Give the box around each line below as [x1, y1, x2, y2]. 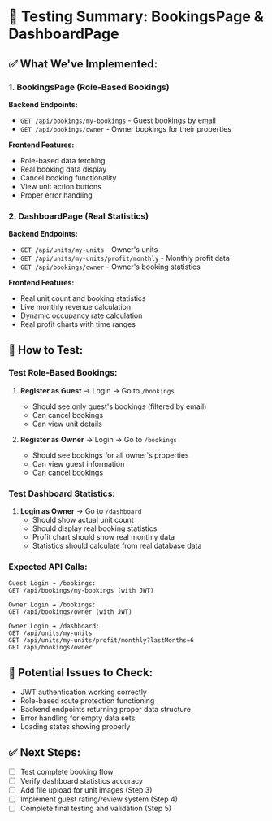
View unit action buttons [19, 181, 101, 191]
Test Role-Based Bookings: [8, 367, 118, 379]
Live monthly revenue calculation [19, 302, 132, 312]
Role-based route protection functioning [19, 696, 155, 706]
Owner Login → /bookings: [8, 601, 96, 609]
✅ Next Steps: [8, 745, 81, 759]
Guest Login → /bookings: [8, 580, 96, 588]
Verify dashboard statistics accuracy [19, 776, 144, 786]
